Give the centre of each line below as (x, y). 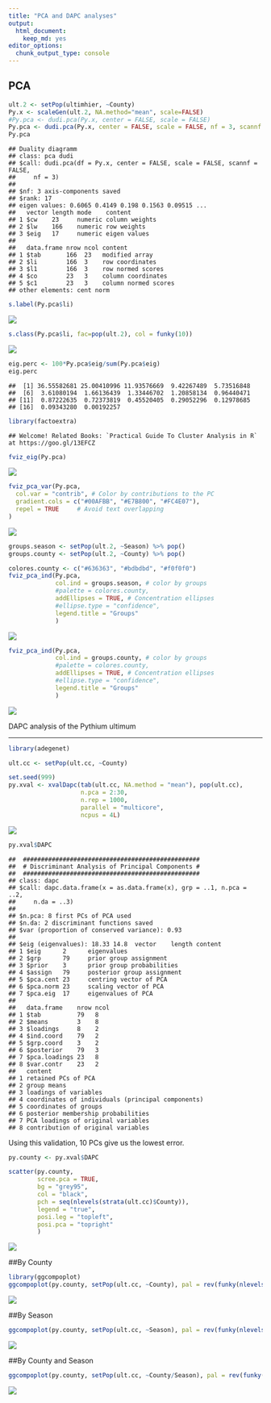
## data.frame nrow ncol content (68, 248)
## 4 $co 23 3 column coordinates (88, 276)
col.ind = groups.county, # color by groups (131, 658)
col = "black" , (63, 1195)
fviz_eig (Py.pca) (38, 457)
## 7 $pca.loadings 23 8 (54, 1057)
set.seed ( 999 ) (32, 778)
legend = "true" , (66, 1209)
